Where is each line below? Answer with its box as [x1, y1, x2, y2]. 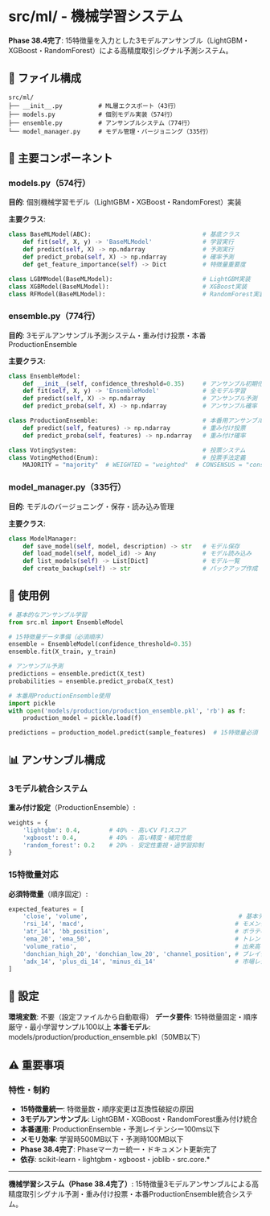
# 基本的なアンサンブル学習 [8, 610, 88, 618]
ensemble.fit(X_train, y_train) [8, 647, 117, 656]
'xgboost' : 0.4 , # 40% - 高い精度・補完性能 [22, 833, 192, 842]
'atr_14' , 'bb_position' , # [22, 928, 239, 936]
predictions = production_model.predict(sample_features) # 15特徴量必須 [8, 729, 259, 737]
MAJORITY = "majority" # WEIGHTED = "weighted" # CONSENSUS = [22, 461, 243, 469]
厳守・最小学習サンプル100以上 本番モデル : [8, 1022, 151, 1032]
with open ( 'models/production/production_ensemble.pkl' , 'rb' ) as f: [8, 706, 247, 715]
